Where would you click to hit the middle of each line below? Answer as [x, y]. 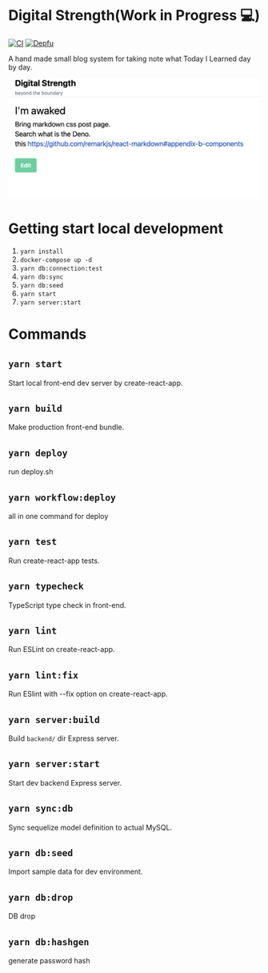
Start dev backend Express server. [65, 782]
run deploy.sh [31, 472]
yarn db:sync [42, 277]
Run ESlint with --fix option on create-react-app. [88, 694]
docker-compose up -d [56, 260]
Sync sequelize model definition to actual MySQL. [90, 827]
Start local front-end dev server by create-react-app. [96, 383]
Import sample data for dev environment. [76, 872]
